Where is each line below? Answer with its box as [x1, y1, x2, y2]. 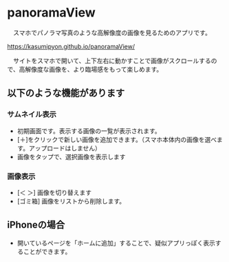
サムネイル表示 [7, 110, 57, 119]
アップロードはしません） [28, 143, 101, 152]
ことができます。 [23, 247, 72, 256]
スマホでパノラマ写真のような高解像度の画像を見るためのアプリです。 [12, 28, 212, 37]
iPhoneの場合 [7, 219, 65, 231]
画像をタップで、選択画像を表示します [17, 152, 126, 161]
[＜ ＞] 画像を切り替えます [17, 188, 91, 196]
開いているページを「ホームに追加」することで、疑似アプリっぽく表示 [17, 239, 215, 247]
